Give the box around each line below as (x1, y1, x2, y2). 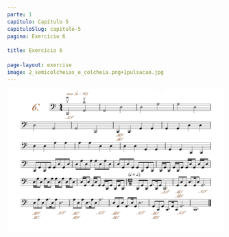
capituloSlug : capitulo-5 (7, 25, 81, 32)
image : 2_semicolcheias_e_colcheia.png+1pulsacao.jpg (7, 68, 165, 75)
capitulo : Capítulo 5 (7, 18, 69, 25)
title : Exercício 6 (7, 47, 63, 54)
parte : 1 (7, 11, 32, 18)
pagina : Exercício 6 (7, 33, 67, 40)
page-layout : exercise (7, 62, 72, 68)
